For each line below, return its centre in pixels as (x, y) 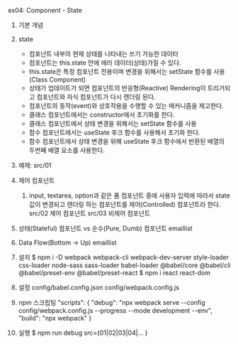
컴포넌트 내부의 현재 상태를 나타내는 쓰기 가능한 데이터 (104, 54)
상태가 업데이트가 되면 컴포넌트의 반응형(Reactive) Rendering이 (117, 88)
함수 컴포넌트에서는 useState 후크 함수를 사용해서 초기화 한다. (114, 132)
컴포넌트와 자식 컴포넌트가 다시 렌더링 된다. (96, 97)
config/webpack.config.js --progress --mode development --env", (115, 311)
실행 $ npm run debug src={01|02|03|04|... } (83, 333)
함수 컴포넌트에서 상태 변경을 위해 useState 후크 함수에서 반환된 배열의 (127, 141)
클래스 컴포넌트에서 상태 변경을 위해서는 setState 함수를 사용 (113, 123)
